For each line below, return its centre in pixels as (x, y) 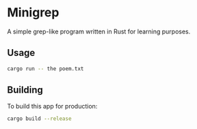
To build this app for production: (52, 106)
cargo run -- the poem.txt (45, 69)
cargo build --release (39, 119)
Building (25, 90)
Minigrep (33, 13)
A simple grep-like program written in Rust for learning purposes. (99, 31)
